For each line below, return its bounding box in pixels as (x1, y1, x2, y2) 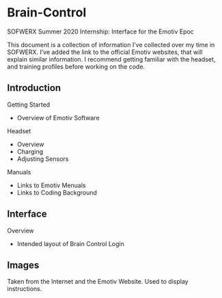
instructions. (7, 285, 42, 293)
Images (7, 259, 40, 271)
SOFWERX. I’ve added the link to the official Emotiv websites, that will (7, 48, 203, 56)
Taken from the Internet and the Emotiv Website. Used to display (7, 277, 189, 286)
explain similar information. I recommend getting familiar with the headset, (7, 55, 216, 63)
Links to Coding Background (16, 188, 98, 196)
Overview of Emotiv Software (16, 113, 100, 122)
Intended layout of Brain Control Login (16, 239, 124, 247)
